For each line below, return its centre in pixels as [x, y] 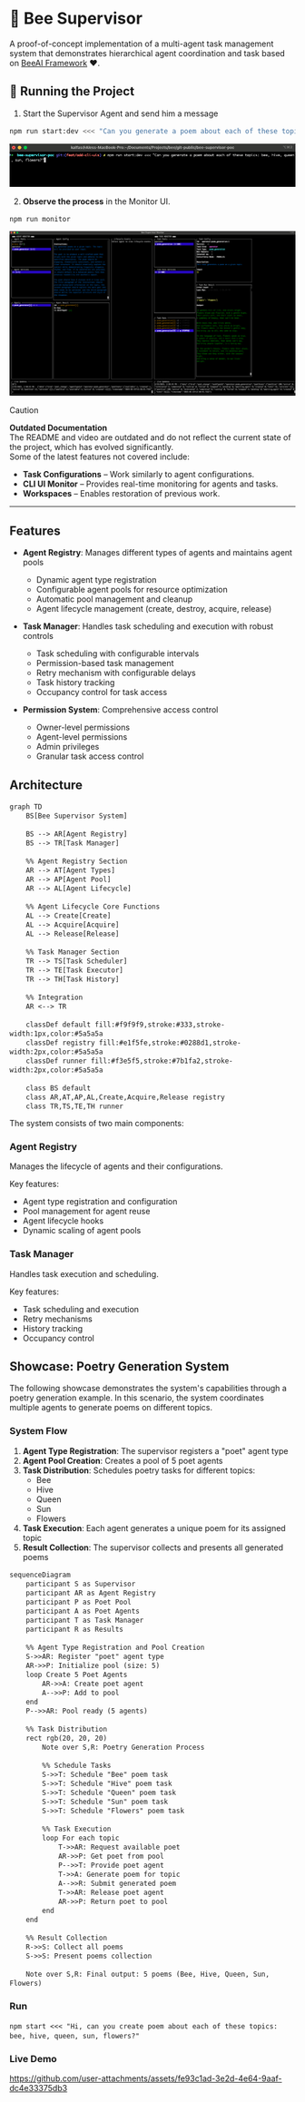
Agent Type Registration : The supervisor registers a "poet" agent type [155, 1450]
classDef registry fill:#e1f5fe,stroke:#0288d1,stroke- [134, 1043]
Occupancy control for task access [102, 692]
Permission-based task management [105, 663]
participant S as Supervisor [81, 1584]
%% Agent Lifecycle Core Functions [93, 907]
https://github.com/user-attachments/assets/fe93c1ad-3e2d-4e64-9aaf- [146, 2078]
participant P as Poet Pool [79, 1602]
